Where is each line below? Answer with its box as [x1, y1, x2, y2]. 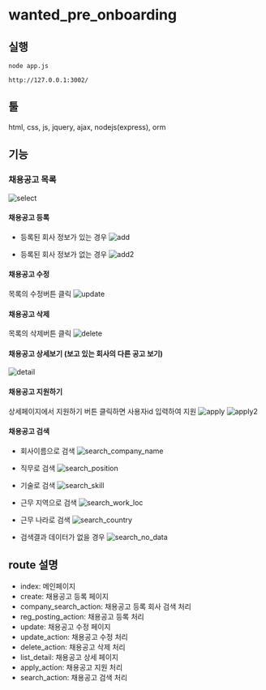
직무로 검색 [19, 463, 56, 473]
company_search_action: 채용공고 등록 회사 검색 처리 [19, 602, 192, 611]
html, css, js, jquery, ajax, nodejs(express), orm [8, 122, 166, 131]
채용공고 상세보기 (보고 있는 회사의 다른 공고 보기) [8, 349, 164, 358]
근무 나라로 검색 [19, 515, 71, 525]
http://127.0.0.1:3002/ [8, 76, 89, 84]
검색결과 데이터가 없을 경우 [19, 532, 105, 542]
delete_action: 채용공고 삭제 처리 [19, 642, 126, 652]
